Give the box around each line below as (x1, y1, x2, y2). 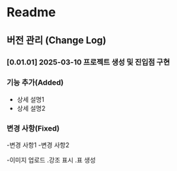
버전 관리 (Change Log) (6, 34, 106, 46)
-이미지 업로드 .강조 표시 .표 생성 (6, 156, 96, 165)
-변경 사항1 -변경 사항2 (6, 141, 70, 149)
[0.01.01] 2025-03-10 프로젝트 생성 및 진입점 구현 (6, 57, 170, 67)
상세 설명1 (16, 95, 44, 103)
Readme (6, 4, 56, 20)
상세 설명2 (16, 104, 46, 112)
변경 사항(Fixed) (6, 123, 60, 133)
